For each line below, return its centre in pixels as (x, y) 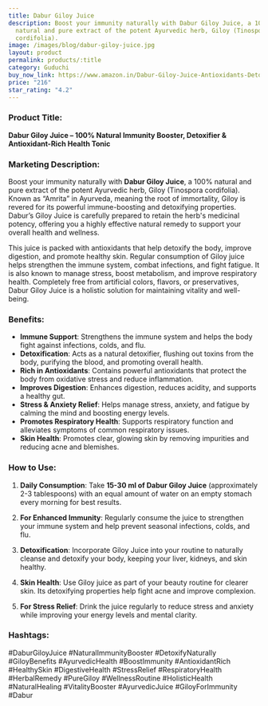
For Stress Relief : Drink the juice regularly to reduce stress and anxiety (136, 606)
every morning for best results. (71, 502)
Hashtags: (29, 635)
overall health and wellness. (54, 232)
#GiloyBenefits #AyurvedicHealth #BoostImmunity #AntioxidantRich (120, 661)
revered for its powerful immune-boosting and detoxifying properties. (122, 207)
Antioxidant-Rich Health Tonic (59, 144)
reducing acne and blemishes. (69, 447)
